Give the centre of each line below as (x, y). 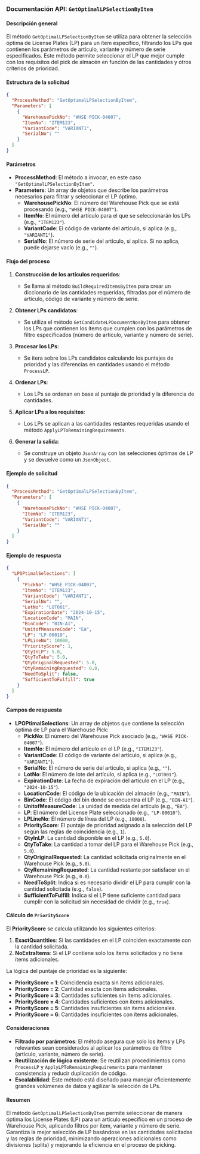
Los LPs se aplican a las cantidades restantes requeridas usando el (106, 424)
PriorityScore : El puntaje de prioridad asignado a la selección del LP (108, 825)
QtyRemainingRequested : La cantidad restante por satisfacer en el (107, 870)
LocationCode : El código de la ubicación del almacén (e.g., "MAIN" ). (107, 793)
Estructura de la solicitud (38, 82)
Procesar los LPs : (37, 346)
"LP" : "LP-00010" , (45, 635)
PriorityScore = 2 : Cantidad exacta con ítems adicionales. (86, 989)
